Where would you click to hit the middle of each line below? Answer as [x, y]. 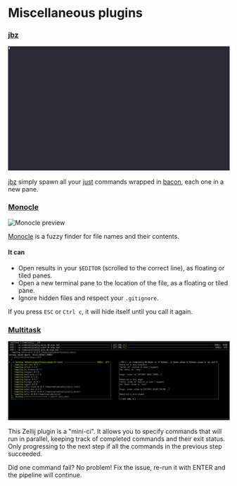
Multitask [25, 330]
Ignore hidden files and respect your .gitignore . [88, 298]
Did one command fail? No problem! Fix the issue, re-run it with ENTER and [117, 468]
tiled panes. [35, 275]
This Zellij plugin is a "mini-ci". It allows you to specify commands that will [115, 432]
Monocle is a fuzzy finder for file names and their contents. [94, 236]
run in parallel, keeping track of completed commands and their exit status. [117, 439]
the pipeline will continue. [45, 475]
